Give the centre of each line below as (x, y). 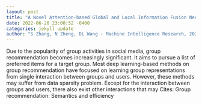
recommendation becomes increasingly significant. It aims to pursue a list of (101, 58)
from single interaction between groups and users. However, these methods (100, 77)
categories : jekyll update (40, 28)
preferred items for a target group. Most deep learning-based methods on (98, 64)
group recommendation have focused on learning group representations (96, 70)
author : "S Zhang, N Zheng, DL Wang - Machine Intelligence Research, (96, 34)
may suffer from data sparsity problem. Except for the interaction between (98, 83)
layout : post (23, 12)
